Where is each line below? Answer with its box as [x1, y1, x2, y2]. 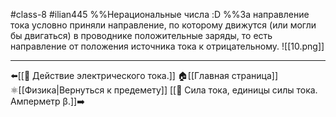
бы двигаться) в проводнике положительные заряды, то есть [10, 30, 273, 41]
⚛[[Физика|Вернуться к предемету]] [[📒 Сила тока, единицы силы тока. [10, 84, 318, 96]
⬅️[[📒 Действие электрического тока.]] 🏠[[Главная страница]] [10, 70, 278, 81]
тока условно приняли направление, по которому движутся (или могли [10, 19, 317, 31]
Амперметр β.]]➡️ [10, 95, 85, 107]
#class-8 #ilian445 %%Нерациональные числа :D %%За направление [10, 9, 310, 20]
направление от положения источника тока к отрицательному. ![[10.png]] [10, 40, 325, 52]
